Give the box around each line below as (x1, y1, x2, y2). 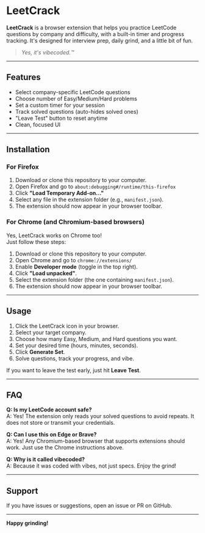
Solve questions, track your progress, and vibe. (15, 355, 134, 362)
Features (6, 72, 41, 83)
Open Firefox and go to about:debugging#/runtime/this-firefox (15, 183, 176, 190)
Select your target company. (15, 328, 87, 336)
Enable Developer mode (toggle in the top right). (15, 263, 138, 270)
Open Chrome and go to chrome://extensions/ (15, 256, 132, 263)
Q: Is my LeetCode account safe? (6, 406, 92, 413)
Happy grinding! (6, 520, 49, 527)
